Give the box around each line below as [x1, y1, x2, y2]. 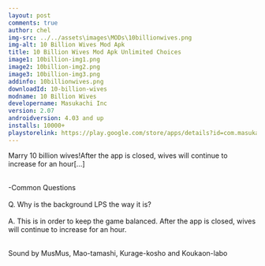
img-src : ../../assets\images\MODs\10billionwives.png [8, 33, 192, 42]
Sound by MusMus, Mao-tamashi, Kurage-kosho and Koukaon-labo [8, 248, 228, 257]
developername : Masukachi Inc [8, 99, 108, 107]
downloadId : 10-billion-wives [8, 84, 108, 93]
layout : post [8, 11, 51, 20]
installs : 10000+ [8, 122, 65, 129]
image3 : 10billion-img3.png [8, 70, 101, 78]
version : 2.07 [8, 107, 55, 115]
